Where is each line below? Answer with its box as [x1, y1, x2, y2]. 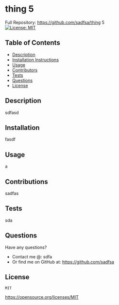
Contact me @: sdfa [12, 254, 52, 259]
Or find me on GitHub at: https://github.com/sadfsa [12, 259, 114, 265]
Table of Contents [5, 39, 61, 47]
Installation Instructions [12, 57, 59, 63]
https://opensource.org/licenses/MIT [5, 294, 79, 300]
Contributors [12, 67, 38, 73]
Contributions [5, 177, 48, 186]
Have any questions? [5, 244, 47, 250]
